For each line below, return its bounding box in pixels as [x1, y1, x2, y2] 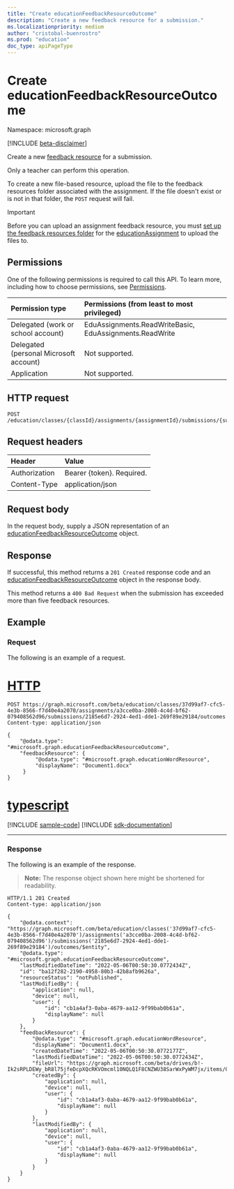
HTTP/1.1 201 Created [7, 894, 70, 901]
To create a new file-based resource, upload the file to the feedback [7, 179, 203, 188]
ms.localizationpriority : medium [7, 23, 104, 30]
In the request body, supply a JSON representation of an [7, 522, 169, 531]
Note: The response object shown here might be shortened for [24, 873, 205, 882]
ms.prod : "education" [7, 36, 70, 43]
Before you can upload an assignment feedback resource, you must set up [7, 221, 221, 230]
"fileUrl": [32, 1059, 64, 1067]
